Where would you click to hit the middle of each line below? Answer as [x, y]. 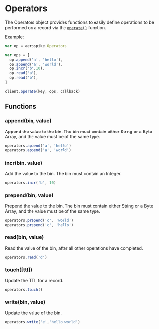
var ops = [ [17, 55]
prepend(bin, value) [29, 195]
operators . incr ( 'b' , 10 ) [31, 183]
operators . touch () [24, 289]
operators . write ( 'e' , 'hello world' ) [43, 322]
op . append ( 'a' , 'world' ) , [36, 64]
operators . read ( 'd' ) [26, 257]
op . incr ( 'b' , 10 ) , [27, 69]
